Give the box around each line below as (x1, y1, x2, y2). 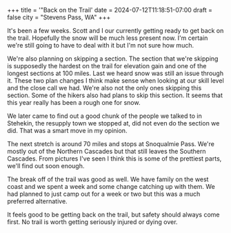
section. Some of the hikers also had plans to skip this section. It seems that (7, 91, 223, 99)
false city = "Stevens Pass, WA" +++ (7, 13, 111, 21)
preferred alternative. (7, 197, 68, 205)
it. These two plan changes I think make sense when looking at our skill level (7, 77, 224, 85)
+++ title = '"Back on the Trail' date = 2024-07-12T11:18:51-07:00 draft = (7, 6, 212, 14)
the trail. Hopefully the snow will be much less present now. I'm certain (7, 34, 208, 42)
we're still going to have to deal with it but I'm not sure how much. (7, 41, 194, 49)
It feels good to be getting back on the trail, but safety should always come (7, 210, 220, 219)
